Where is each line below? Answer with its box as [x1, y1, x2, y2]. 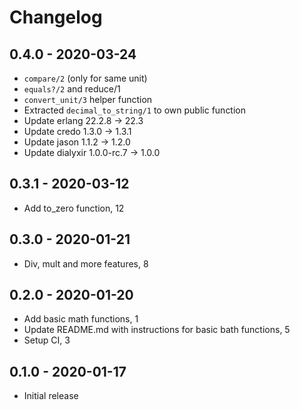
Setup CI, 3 [23, 334, 71, 346]
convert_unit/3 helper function [23, 94, 153, 105]
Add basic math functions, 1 [23, 313, 139, 325]
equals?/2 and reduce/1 [23, 83, 121, 95]
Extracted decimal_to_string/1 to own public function [23, 104, 247, 116]
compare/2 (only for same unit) [23, 72, 148, 84]
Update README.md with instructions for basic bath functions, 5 [23, 324, 291, 336]
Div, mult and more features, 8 [23, 257, 149, 270]
